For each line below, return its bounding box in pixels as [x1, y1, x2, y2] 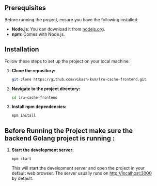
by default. [11, 175, 33, 181]
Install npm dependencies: [11, 104, 66, 109]
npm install [11, 113, 36, 118]
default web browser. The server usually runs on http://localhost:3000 [11, 170, 152, 176]
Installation [4, 46, 39, 54]
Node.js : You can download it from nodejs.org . [11, 26, 105, 32]
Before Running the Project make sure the [4, 126, 133, 135]
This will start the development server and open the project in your [11, 165, 145, 171]
